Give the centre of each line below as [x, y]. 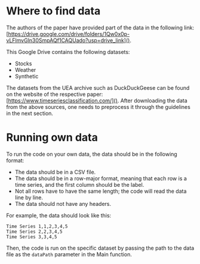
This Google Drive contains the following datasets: [68, 51]
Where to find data [53, 11]
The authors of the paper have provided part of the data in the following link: [100, 28]
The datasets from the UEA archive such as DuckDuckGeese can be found [98, 87]
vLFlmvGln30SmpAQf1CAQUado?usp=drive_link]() [68, 40]
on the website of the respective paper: [55, 94]
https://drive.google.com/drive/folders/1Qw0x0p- [69, 34]
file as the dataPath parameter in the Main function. [69, 254]
